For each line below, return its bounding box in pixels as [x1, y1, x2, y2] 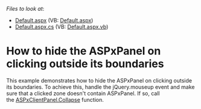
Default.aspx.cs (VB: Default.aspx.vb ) [14, 23, 109, 30]
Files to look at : [6, 5, 45, 12]
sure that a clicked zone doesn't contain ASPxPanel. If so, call [6, 90, 160, 97]
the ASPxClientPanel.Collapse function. [6, 96, 104, 103]
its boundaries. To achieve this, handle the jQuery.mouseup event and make [6, 83, 195, 90]
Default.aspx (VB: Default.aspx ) [14, 17, 94, 23]
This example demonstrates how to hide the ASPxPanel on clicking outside [6, 76, 192, 84]
